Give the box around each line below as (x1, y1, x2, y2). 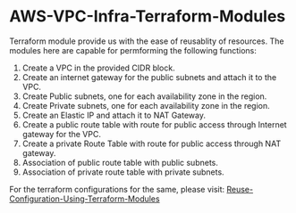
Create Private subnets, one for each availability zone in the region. (21, 100, 270, 111)
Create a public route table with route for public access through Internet (21, 119, 288, 130)
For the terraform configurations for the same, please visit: (9, 184, 225, 194)
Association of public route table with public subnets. (21, 157, 219, 168)
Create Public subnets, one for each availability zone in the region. (21, 91, 267, 102)
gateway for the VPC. (21, 128, 101, 139)
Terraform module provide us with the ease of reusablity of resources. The (9, 36, 284, 46)
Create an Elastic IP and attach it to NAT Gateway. (21, 110, 206, 120)
